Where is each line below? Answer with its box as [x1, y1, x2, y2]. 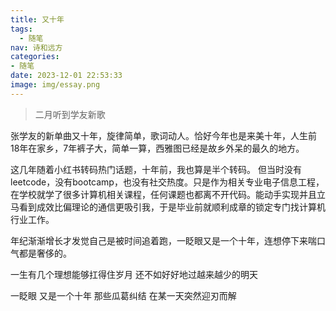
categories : [10, 52, 60, 62]
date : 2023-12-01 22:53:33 [10, 71, 123, 81]
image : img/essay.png [10, 80, 101, 90]
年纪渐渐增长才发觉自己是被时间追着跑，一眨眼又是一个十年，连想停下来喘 [10, 234, 317, 246]
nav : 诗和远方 [10, 42, 63, 53]
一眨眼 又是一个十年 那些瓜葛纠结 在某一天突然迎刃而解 [10, 289, 237, 301]
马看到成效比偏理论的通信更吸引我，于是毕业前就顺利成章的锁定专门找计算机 [10, 201, 326, 213]
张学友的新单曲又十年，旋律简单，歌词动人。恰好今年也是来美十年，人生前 [10, 129, 317, 141]
